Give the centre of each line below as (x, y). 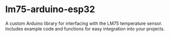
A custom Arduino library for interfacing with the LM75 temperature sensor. (84, 23)
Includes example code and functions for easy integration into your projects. (85, 28)
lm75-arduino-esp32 (50, 9)
